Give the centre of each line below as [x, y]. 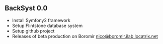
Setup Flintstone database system [47, 25]
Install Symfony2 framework [41, 20]
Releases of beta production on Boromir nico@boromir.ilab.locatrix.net [85, 36]
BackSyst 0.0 [26, 8]
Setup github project [33, 31]
